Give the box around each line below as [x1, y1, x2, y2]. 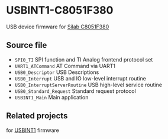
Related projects [6, 111, 68, 121]
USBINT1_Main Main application [14, 93, 89, 101]
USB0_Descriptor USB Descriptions [14, 69, 99, 76]
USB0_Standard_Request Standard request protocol [14, 87, 136, 95]
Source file [6, 40, 47, 50]
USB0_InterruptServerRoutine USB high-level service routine [14, 81, 163, 88]
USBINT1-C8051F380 [6, 4, 114, 17]
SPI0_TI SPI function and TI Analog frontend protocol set [14, 56, 153, 63]
